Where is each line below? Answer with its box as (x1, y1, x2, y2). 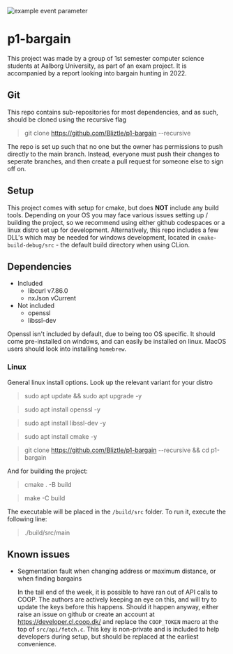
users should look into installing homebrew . (7, 344, 127, 353)
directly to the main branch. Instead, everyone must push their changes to (7, 150, 220, 158)
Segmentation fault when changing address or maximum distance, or (17, 567, 216, 576)
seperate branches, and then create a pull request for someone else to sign (7, 157, 224, 166)
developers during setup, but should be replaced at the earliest (17, 632, 199, 641)
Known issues (7, 548, 70, 560)
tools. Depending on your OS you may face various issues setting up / (7, 210, 208, 219)
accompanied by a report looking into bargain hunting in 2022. (7, 68, 187, 77)
